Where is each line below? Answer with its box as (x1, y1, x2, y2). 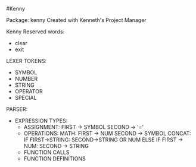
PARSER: (6, 106, 28, 112)
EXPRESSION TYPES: (14, 117, 68, 124)
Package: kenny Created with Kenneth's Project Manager (6, 17, 147, 23)
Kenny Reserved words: (6, 28, 65, 35)
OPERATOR (14, 88, 43, 94)
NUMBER (14, 75, 38, 82)
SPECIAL (14, 94, 37, 101)
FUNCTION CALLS (23, 149, 70, 156)
